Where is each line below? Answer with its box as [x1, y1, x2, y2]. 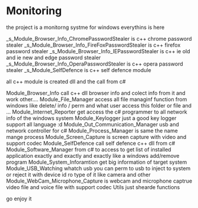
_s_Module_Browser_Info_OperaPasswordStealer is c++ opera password [6, 60, 184, 67]
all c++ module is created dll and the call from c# [6, 78, 126, 85]
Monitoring [6, 4, 62, 18]
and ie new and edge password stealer [6, 54, 101, 61]
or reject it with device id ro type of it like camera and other [6, 171, 151, 178]
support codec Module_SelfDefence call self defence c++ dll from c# [6, 139, 175, 147]
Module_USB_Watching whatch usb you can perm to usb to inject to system [6, 164, 191, 172]
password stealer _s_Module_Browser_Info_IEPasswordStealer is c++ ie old [6, 47, 191, 54]
